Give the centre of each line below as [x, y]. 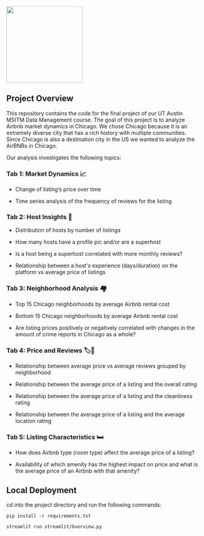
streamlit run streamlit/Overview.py [54, 527]
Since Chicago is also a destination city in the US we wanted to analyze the [100, 139]
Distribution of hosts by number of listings [68, 230]
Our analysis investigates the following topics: [64, 158]
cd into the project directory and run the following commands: [84, 505]
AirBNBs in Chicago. [32, 145]
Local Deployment [42, 490]
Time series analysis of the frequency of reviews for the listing [93, 201]
